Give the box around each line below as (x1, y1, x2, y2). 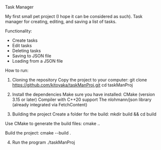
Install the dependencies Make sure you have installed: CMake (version (12, 92, 155, 97)
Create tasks (12, 37, 38, 43)
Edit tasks (12, 43, 32, 48)
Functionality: (5, 28, 33, 33)
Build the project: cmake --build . (5, 130, 72, 135)
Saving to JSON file (12, 53, 52, 59)
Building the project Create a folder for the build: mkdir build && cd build (12, 111, 157, 117)
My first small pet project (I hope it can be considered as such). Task (5, 14, 143, 19)
